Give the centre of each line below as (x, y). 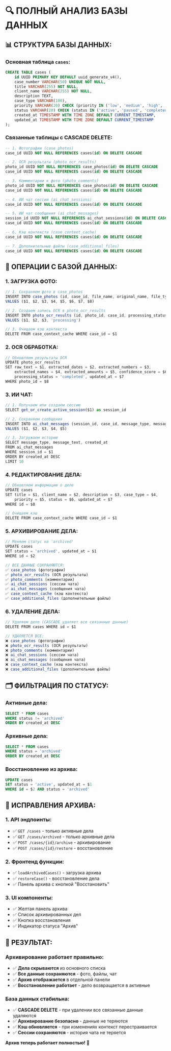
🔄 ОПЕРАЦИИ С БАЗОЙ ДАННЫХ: (61, 267)
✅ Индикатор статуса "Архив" (45, 926)
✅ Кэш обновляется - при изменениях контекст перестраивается (84, 1027)
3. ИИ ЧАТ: (19, 395)
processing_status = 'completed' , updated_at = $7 (69, 377)
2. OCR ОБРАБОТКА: (32, 347)
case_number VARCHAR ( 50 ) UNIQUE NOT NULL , (60, 82)
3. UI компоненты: (29, 898)
